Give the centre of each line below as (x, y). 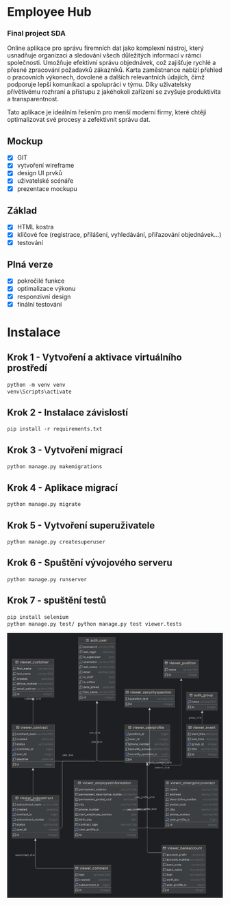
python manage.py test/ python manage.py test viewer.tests (95, 624)
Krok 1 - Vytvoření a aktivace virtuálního (95, 358)
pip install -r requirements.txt (55, 429)
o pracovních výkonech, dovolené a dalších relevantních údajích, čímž (106, 77)
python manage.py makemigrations (55, 467)
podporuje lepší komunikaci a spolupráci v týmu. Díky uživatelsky (99, 85)
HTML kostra (35, 227)
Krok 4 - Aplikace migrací (63, 488)
